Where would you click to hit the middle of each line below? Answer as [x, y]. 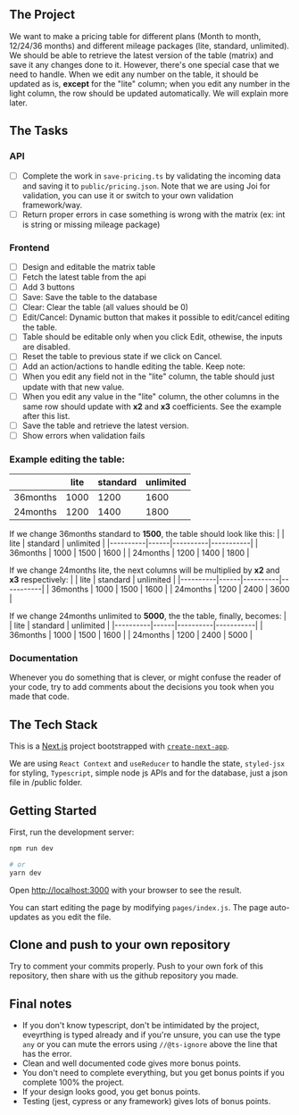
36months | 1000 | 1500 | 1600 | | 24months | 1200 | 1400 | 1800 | [129, 553]
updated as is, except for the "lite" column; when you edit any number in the [150, 83]
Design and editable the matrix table [89, 266]
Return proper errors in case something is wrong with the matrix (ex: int [154, 214]
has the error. [47, 1054]
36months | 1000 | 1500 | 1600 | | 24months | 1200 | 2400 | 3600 [170, 590]
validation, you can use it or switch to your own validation [128, 195]
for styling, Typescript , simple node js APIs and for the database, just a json [149, 773]
